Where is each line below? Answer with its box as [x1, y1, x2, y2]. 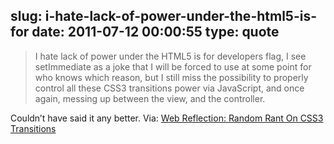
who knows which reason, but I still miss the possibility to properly [34, 71, 309, 83]
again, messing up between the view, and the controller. [34, 92, 266, 104]
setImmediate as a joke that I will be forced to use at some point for [34, 60, 312, 73]
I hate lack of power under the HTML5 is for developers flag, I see [34, 50, 307, 62]
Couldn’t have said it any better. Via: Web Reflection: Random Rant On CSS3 [10, 112, 324, 124]
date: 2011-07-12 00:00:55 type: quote [31, 24, 280, 41]
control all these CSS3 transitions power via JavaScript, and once [34, 82, 305, 94]
